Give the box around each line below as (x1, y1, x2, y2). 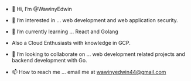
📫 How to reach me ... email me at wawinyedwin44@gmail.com (11, 69, 166, 75)
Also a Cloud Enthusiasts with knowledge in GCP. (11, 40, 131, 46)
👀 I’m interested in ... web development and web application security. (11, 17, 179, 23)
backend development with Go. (11, 57, 87, 64)
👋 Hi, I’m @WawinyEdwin (11, 6, 72, 12)
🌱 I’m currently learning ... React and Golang (11, 28, 118, 35)
